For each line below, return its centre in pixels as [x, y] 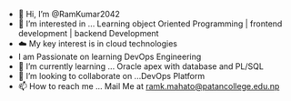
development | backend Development [88, 33]
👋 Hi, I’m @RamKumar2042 [69, 14]
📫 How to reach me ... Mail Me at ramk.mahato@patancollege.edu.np [149, 86]
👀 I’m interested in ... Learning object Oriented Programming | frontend [150, 24]
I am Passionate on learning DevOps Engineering [110, 56]
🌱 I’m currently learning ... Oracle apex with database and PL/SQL [140, 66]
